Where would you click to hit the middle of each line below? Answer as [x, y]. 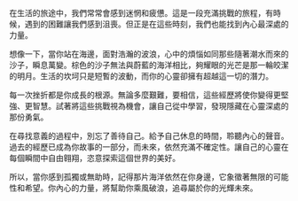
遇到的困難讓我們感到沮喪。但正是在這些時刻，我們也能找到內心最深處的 [157, 24]
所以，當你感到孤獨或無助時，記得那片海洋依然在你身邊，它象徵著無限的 [141, 177]
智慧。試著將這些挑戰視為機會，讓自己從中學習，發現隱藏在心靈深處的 [161, 106]
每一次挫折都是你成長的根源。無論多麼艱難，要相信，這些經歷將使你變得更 [145, 95]
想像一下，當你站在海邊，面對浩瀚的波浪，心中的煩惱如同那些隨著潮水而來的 [149, 54]
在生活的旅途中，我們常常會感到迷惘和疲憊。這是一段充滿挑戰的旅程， [137, 13]
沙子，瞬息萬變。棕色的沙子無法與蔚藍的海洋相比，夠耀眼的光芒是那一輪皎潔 [149, 65]
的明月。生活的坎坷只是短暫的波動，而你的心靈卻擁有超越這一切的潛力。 [141, 76]
